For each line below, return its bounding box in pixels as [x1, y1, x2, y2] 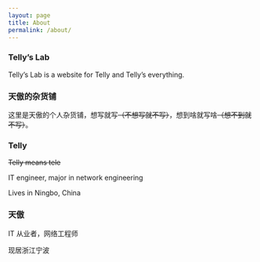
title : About [8, 19, 51, 27]
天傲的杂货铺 [8, 91, 57, 102]
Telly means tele [8, 158, 61, 167]
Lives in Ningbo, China [8, 188, 81, 198]
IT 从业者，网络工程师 [8, 228, 78, 238]
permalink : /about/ [8, 26, 72, 34]
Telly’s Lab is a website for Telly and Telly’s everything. [8, 70, 185, 79]
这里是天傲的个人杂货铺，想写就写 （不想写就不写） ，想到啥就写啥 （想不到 [8, 110, 245, 119]
